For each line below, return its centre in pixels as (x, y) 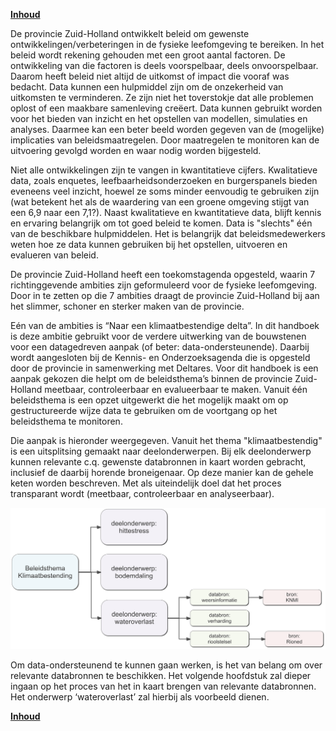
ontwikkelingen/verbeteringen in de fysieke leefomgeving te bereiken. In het (167, 44)
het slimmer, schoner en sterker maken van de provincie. (127, 306)
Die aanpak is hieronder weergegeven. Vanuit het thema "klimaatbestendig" (166, 440)
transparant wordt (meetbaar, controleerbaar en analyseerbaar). (142, 493)
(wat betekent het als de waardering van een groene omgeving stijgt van (160, 202)
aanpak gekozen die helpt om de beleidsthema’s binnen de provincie (151, 378)
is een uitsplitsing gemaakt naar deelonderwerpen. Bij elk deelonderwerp (161, 451)
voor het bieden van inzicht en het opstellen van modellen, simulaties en (159, 118)
